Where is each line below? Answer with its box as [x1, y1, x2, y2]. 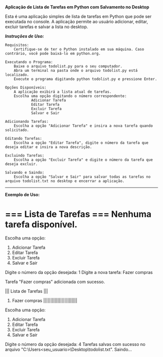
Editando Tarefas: [5, 136, 42, 141]
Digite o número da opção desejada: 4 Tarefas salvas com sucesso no [5, 341, 146, 347]
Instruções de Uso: [5, 34, 45, 39]
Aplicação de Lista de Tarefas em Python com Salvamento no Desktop [5, 4, 149, 10]
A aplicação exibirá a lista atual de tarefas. [14, 89, 112, 94]
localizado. [5, 72, 29, 77]
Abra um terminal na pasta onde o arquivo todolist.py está [14, 68, 138, 73]
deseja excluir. [5, 162, 38, 167]
